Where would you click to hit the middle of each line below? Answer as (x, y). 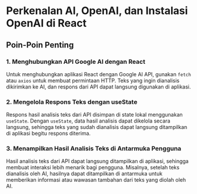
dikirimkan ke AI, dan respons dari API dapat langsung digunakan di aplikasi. (98, 87)
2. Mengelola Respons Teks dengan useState (72, 102)
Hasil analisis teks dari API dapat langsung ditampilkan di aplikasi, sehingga (98, 161)
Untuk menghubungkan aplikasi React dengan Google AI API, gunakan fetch (98, 74)
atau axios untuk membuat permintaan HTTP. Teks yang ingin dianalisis (93, 80)
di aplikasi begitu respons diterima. (49, 134)
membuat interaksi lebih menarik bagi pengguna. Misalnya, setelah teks (93, 168)
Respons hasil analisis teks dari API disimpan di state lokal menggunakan (95, 115)
